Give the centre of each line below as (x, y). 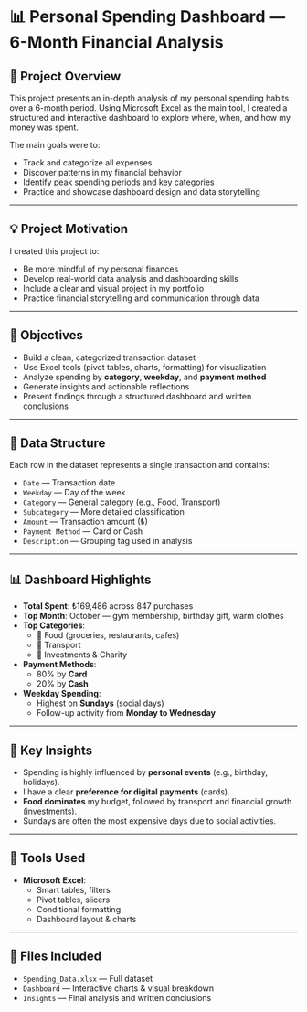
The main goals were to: (55, 145)
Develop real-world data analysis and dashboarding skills (131, 278)
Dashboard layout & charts (86, 919)
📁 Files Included (56, 957)
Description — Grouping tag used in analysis (107, 541)
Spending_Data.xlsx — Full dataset (88, 978)
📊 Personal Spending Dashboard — (148, 17)
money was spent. (44, 127)
